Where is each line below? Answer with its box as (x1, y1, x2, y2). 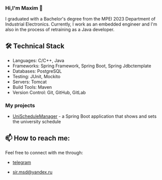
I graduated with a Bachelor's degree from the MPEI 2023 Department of (5, 16, 156, 22)
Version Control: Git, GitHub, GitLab (12, 90, 86, 96)
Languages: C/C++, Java (12, 58, 64, 64)
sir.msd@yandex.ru (12, 169, 53, 175)
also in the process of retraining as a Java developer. (5, 27, 115, 33)
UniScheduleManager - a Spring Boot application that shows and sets (12, 113, 157, 119)
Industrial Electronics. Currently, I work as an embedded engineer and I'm (5, 21, 157, 27)
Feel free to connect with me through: (5, 150, 83, 156)
